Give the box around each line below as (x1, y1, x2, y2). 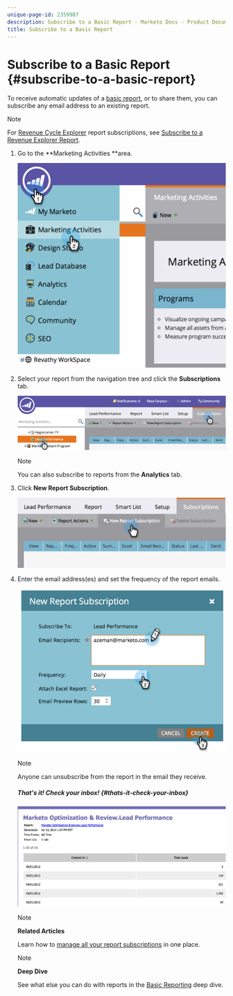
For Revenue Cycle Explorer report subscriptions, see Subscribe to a (7, 128, 203, 137)
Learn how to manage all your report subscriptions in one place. (17, 941, 200, 949)
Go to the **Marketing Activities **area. (17, 149, 133, 157)
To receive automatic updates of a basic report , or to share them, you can (7, 94, 218, 103)
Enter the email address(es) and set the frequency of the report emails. (17, 575, 221, 583)
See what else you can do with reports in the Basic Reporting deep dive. (17, 981, 224, 989)
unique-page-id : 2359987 (7, 11, 79, 18)
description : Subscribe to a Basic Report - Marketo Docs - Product (7, 18, 209, 26)
